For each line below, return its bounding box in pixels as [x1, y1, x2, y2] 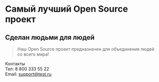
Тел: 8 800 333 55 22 [5, 66, 49, 72]
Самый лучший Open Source [5, 3, 128, 15]
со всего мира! [17, 51, 49, 57]
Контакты [5, 61, 26, 66]
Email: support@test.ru [5, 71, 52, 77]
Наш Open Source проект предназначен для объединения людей [17, 46, 155, 52]
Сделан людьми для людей [5, 33, 95, 41]
